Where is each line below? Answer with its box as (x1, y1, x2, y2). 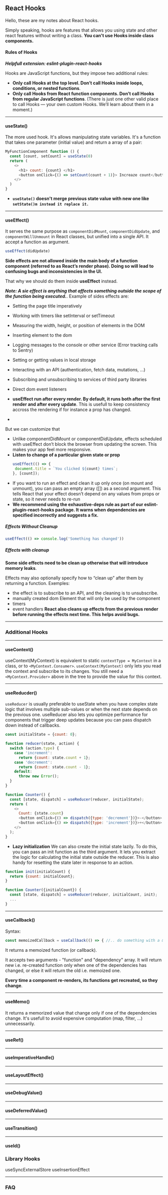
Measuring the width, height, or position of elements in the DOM (12, 323, 145, 329)
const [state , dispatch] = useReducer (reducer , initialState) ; (9, 796, 144, 802)
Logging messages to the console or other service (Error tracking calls (12, 342, 158, 348)
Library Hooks (5, 1155, 40, 1162)
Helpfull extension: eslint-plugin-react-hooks (5, 60, 102, 67)
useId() (5, 1143, 21, 1149)
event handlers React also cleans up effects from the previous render (12, 606, 158, 612)
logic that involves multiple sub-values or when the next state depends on (5, 706, 157, 713)
